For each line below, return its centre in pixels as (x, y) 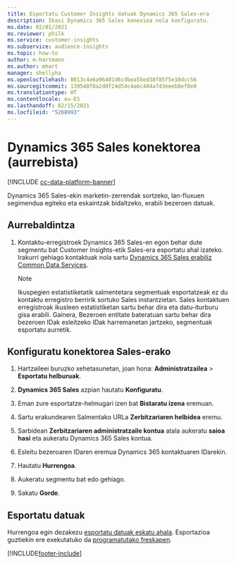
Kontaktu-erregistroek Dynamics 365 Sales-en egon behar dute (110, 242)
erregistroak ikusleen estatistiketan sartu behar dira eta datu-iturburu (118, 307)
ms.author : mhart (33, 66)
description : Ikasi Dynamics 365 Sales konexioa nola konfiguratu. (108, 20)
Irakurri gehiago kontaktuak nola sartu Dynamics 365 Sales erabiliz (115, 257)
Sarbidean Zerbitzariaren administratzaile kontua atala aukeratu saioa (121, 431)
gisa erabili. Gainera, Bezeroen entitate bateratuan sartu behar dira (114, 314)
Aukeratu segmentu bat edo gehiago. (72, 479)
